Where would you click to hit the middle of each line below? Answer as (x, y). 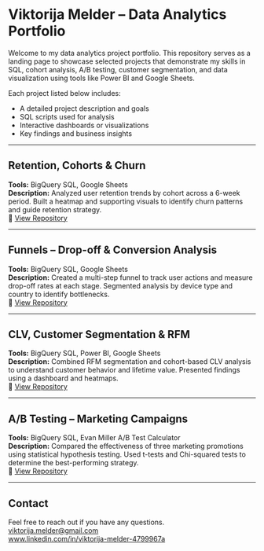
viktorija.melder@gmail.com (53, 531)
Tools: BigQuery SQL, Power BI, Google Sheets (84, 353)
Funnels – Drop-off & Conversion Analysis (113, 250)
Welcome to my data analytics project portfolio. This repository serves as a (130, 53)
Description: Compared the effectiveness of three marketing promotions (126, 446)
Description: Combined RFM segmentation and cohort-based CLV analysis (130, 362)
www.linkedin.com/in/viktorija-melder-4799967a (87, 539)
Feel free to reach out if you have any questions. (86, 522)
